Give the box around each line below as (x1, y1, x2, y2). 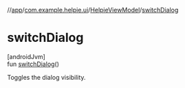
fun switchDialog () (7, 60, 60, 68)
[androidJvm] (7, 52, 46, 60)
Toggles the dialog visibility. (7, 73, 86, 81)
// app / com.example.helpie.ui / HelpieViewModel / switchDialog (7, 6, 179, 14)
